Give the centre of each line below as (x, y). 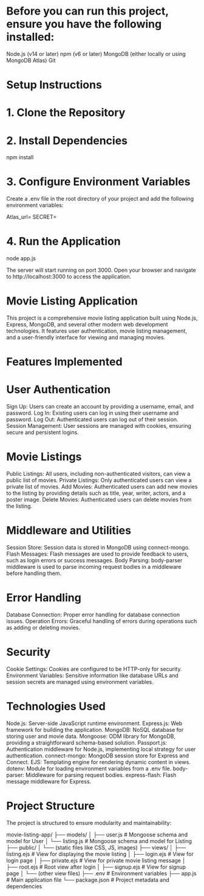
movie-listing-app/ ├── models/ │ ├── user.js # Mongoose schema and (97, 835)
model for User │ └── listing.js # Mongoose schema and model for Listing (99, 841)
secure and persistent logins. (42, 432)
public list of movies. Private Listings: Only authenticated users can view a (99, 480)
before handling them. (34, 573)
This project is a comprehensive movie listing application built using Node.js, (102, 318)
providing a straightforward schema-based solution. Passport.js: (87, 742)
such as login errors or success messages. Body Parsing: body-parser (94, 560)
